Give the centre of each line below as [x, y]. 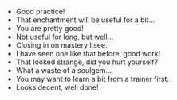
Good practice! [40, 12]
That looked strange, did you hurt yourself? [87, 62]
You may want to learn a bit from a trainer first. [92, 79]
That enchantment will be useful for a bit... [85, 20]
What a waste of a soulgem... [64, 70]
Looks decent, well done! [57, 87]
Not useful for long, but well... [65, 37]
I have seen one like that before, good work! [88, 54]
